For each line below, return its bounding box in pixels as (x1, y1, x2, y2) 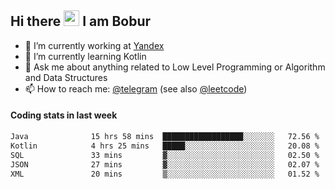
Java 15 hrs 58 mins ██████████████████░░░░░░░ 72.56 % (10, 132, 320, 142)
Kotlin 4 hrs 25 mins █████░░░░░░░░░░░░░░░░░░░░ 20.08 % (10, 141, 320, 151)
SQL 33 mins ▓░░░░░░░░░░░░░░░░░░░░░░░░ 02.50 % (10, 150, 320, 160)
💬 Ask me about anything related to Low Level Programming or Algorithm (24, 61, 326, 73)
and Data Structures (24, 71, 108, 83)
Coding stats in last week (10, 109, 118, 121)
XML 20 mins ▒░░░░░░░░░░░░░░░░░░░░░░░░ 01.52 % (10, 169, 320, 179)
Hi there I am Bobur (10, 13, 152, 30)
